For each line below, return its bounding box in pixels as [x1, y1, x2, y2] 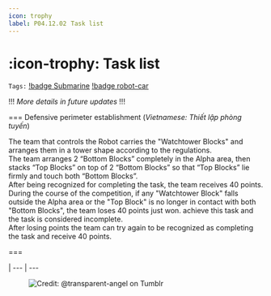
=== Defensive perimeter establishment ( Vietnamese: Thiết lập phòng [8, 113, 243, 122]
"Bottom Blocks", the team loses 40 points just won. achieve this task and [8, 206, 254, 216]
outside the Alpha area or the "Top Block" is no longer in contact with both [8, 197, 256, 207]
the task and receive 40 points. [8, 232, 112, 242]
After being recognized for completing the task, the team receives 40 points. [8, 180, 264, 190]
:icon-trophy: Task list [8, 54, 160, 73]
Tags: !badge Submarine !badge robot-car [8, 81, 149, 91]
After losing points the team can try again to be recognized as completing [8, 223, 253, 233]
